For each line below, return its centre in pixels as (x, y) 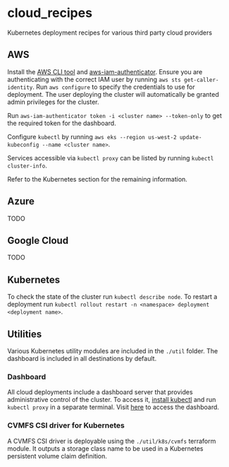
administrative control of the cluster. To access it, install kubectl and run (112, 400)
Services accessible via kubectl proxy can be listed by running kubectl (111, 158)
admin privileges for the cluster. (53, 102)
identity (20, 87)
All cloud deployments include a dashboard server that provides (100, 392)
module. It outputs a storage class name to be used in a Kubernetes (105, 448)
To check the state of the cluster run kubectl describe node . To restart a (112, 297)
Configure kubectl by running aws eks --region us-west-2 (92, 136)
